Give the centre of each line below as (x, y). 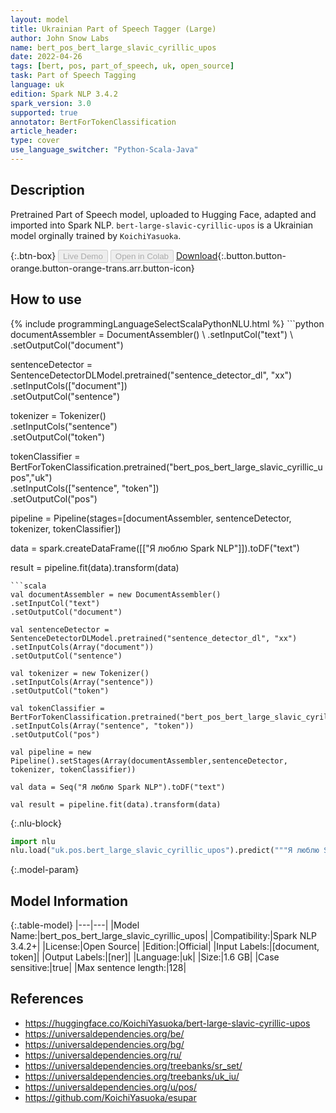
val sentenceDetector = (60, 629)
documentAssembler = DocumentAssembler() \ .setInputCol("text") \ (152, 334)
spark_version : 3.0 (51, 103)
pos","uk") (31, 477)
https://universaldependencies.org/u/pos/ (110, 1087)
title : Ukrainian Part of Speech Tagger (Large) (113, 29)
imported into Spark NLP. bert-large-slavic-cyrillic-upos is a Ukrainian (162, 225)
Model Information (69, 901)
